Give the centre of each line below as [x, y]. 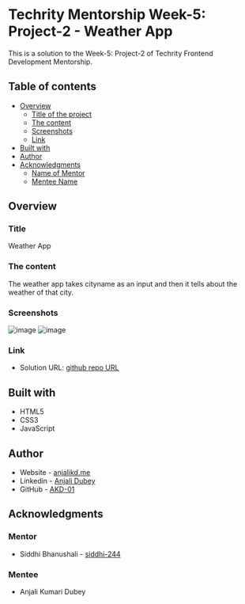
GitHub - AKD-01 [47, 489]
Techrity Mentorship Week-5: [107, 15]
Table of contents [52, 87]
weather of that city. [41, 292]
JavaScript [37, 428]
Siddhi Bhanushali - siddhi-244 [70, 554]
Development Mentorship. [51, 62]
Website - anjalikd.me [55, 472]
